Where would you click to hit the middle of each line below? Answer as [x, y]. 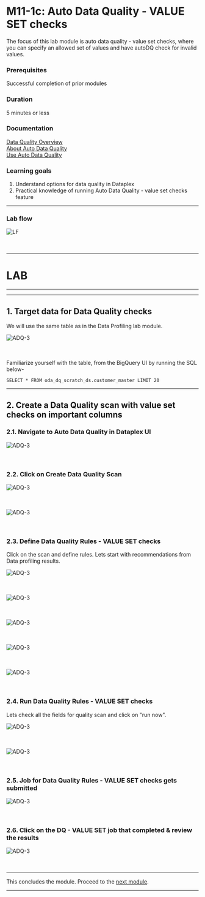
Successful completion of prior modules [57, 83]
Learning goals [29, 171]
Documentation [30, 129]
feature [24, 197]
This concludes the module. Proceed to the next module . [78, 882]
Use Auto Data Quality [34, 155]
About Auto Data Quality [37, 148]
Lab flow [19, 219]
